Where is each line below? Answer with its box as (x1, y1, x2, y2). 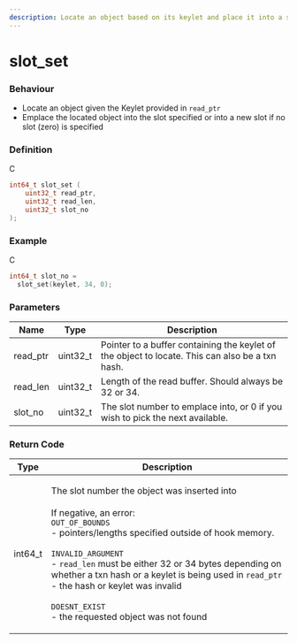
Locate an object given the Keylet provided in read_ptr (21, 103, 221, 113)
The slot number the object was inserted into (50, 485, 237, 497)
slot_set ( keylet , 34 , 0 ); (17, 279, 113, 288)
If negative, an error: (50, 507, 135, 519)
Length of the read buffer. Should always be (100, 375, 284, 387)
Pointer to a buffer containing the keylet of (100, 339, 276, 351)
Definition (9, 143, 53, 156)
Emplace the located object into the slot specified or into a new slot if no (21, 112, 286, 123)
